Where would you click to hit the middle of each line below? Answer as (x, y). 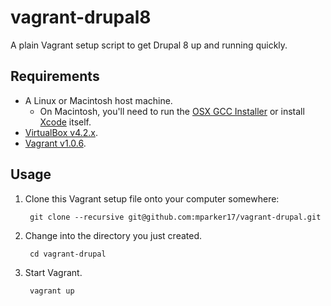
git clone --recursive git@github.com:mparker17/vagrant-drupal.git (175, 217)
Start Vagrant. (53, 272)
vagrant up (52, 291)
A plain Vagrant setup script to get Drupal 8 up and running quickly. (149, 45)
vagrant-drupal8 (81, 17)
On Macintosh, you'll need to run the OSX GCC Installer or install (172, 111)
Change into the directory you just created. (113, 235)
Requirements (55, 76)
